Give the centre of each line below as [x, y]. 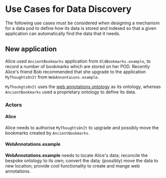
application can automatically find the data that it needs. [63, 33]
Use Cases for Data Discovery [68, 9]
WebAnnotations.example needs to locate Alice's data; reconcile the [77, 156]
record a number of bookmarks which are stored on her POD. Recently [78, 66]
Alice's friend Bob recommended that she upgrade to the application [76, 72]
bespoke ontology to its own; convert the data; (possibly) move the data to [82, 161]
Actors [14, 104]
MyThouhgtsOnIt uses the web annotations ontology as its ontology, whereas [83, 87]
